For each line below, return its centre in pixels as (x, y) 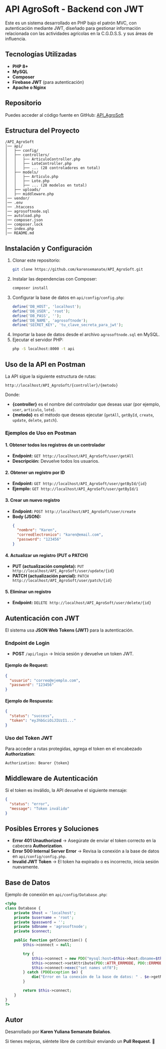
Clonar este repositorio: (36, 260)
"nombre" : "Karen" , (37, 530)
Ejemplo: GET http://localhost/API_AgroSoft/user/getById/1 (75, 489)
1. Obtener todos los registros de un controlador (55, 445)
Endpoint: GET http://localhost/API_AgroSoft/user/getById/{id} (80, 484)
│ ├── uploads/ (23, 190)
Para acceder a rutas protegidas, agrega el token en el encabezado (74, 749)
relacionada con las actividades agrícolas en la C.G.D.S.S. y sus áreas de (79, 33)
